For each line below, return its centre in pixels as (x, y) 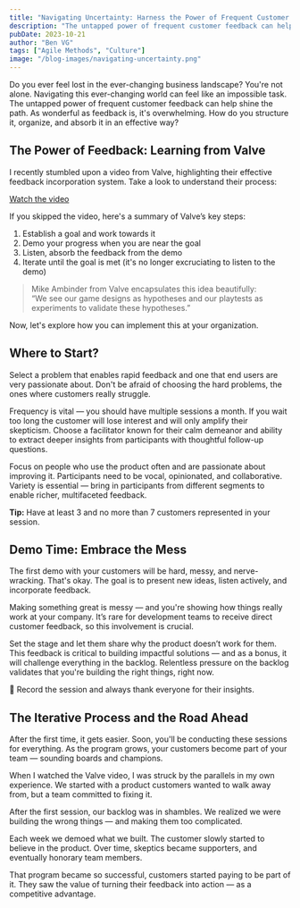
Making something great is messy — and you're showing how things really (146, 608)
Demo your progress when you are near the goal (111, 243)
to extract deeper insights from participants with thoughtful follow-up (137, 440)
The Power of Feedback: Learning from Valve (137, 151)
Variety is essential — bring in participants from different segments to (137, 485)
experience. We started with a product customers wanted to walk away (140, 785)
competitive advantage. (53, 894)
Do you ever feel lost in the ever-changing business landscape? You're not (146, 84)
